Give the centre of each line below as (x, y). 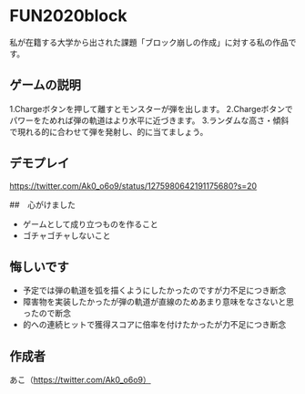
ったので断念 (46, 313)
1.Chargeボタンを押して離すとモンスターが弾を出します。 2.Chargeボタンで (151, 109)
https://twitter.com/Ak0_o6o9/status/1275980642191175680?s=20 (133, 186)
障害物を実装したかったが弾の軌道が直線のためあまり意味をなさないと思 (158, 302)
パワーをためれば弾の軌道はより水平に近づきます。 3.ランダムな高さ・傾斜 (149, 120)
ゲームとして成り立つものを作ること (90, 223)
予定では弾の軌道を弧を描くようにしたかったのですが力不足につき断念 (154, 290)
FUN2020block (68, 16)
